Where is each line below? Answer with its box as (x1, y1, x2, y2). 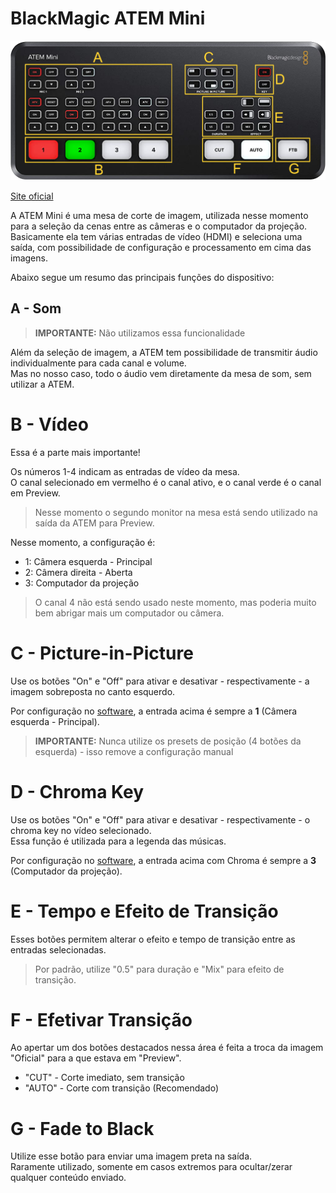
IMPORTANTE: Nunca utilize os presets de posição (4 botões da (34, 735, 302, 747)
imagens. (10, 252, 48, 264)
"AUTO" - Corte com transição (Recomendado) (24, 1082, 220, 1094)
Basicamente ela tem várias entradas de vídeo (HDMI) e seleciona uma (10, 230, 303, 242)
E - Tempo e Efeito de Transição (10, 900, 279, 922)
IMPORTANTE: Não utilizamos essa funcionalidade (34, 327, 246, 339)
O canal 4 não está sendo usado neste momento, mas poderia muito (34, 596, 317, 608)
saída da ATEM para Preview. (34, 517, 155, 529)
